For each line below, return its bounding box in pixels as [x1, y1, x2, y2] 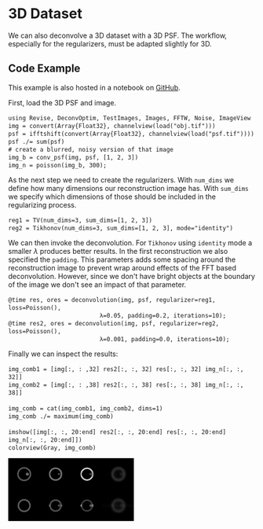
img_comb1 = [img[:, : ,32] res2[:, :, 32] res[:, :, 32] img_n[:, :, [8, 365, 244, 373]
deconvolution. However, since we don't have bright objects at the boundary [8, 271, 255, 281]
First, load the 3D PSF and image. [8, 97, 116, 107]
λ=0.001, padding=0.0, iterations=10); [99, 335, 230, 343]
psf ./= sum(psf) [8, 138, 65, 145]
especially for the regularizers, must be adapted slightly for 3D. [8, 39, 212, 48]
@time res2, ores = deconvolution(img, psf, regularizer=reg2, [8, 319, 220, 327]
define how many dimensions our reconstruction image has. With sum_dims [8, 183, 249, 193]
